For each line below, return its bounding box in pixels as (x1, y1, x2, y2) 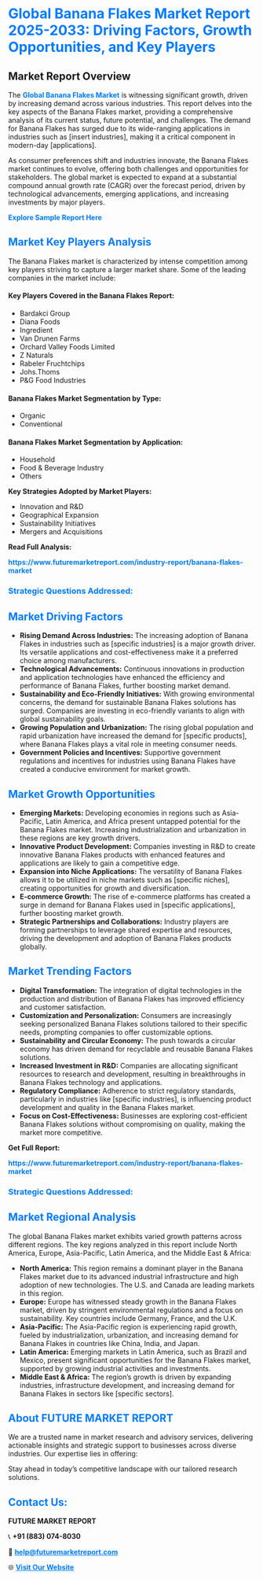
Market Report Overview (8, 69, 131, 83)
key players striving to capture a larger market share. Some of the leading (8, 264, 247, 274)
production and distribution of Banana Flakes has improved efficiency (19, 994, 245, 1003)
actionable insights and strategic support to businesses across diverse (8, 1441, 237, 1450)
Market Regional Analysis (8, 1211, 137, 1224)
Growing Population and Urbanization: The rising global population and (19, 723, 254, 732)
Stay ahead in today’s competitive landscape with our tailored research (8, 1464, 238, 1474)
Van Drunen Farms (19, 334, 81, 343)
